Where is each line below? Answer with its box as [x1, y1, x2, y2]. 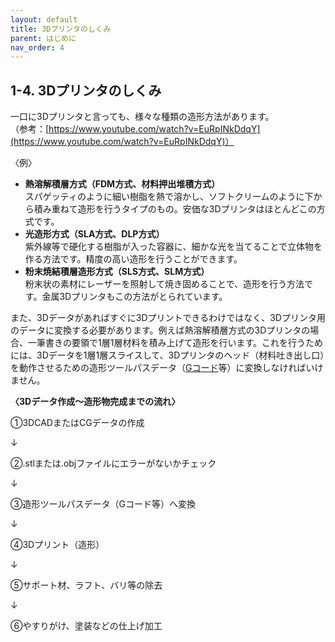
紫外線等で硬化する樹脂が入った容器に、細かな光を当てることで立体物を [24, 241, 323, 253]
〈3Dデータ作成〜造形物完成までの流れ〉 [10, 396, 181, 408]
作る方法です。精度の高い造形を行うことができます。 [24, 253, 243, 265]
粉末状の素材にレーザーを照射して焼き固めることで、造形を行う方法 [24, 278, 305, 290]
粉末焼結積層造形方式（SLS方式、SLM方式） [24, 266, 210, 278]
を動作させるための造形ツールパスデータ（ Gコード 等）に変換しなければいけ [10, 362, 324, 374]
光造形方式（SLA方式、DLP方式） [24, 228, 165, 240]
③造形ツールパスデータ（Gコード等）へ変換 [10, 498, 196, 510]
